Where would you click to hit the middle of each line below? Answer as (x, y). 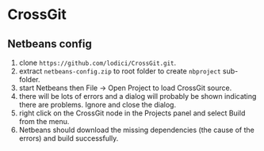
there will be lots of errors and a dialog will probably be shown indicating (138, 96)
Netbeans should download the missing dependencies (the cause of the (136, 130)
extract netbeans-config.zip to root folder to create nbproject (120, 71)
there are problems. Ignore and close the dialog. (97, 105)
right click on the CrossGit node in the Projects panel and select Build (132, 113)
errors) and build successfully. (69, 138)
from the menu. (44, 121)
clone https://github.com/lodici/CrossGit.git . (98, 62)
